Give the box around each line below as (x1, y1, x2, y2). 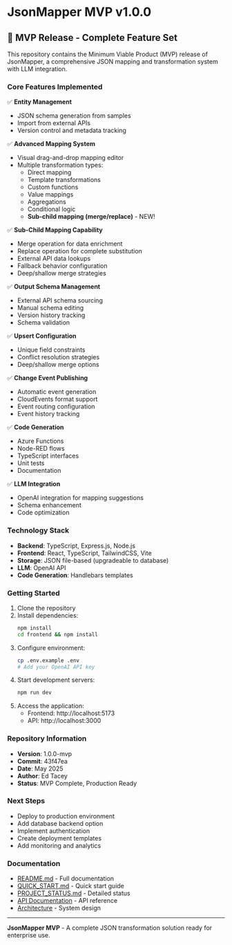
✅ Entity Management (7, 98, 72, 106)
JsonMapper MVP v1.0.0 (7, 4, 152, 20)
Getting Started (7, 588, 60, 597)
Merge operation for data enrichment (17, 240, 123, 248)
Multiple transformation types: (17, 161, 104, 170)
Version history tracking (17, 311, 86, 319)
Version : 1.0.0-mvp (17, 749, 72, 758)
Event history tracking (17, 410, 80, 418)
